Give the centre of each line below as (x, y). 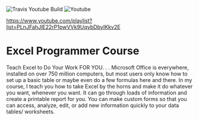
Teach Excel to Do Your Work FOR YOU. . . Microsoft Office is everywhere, (98, 67)
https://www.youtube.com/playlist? (49, 20)
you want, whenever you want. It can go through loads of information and (97, 93)
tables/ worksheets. (30, 111)
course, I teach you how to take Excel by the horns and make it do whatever (99, 86)
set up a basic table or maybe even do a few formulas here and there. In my (99, 80)
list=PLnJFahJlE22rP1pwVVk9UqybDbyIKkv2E (63, 27)
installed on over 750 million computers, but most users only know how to (97, 74)
